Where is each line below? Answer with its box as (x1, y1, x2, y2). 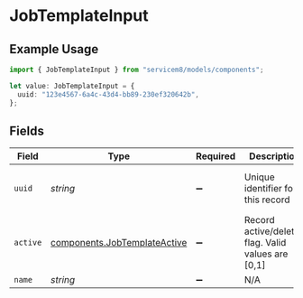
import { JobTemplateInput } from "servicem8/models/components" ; (9, 65, 264, 74)
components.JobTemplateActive (50, 237, 188, 249)
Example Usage (9, 42, 99, 57)
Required (195, 150, 236, 163)
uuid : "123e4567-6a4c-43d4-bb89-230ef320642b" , (17, 89, 200, 99)
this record (243, 193, 290, 206)
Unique (243, 171, 275, 183)
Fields (9, 123, 45, 138)
